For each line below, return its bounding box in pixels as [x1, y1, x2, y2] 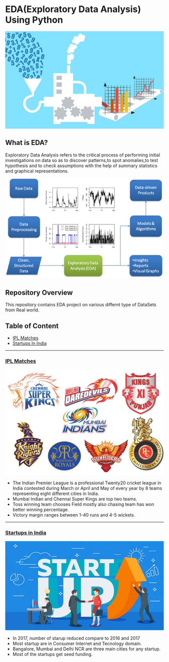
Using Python [5, 14, 63, 26]
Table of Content [5, 321, 59, 330]
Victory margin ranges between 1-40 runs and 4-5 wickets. [12, 512, 135, 518]
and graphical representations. [5, 168, 69, 174]
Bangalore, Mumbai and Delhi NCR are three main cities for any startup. [12, 646, 161, 652]
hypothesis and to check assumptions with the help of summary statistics [5, 162, 157, 169]
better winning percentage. [12, 507, 69, 513]
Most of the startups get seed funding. [12, 651, 93, 657]
